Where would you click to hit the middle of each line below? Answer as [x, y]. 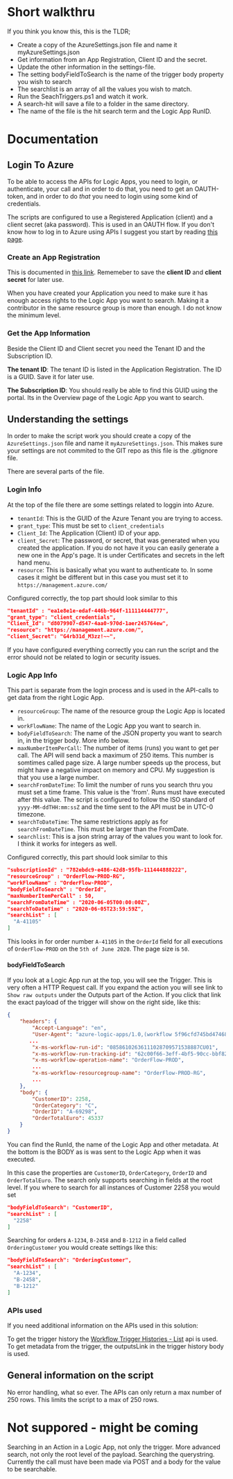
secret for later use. [36, 280]
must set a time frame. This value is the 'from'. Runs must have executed [121, 792]
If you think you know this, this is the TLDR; [69, 31]
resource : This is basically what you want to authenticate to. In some [115, 569]
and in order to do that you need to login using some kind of [112, 196]
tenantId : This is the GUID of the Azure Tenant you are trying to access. [120, 518]
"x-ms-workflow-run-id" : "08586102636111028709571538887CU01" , [125, 1047]
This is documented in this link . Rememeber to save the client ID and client [114, 272]
